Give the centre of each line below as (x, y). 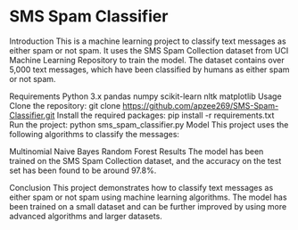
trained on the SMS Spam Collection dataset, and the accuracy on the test (145, 160)
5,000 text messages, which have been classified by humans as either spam (149, 70)
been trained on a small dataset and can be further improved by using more (148, 206)
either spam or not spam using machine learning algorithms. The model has (148, 197)
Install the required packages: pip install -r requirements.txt (166, 115)
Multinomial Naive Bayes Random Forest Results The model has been (137, 151)
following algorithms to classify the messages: (95, 134)
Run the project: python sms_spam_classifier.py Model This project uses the (149, 124)
